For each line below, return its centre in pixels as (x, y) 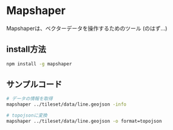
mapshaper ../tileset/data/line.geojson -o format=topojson (84, 121)
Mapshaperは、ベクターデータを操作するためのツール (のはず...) (87, 28)
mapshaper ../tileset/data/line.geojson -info (66, 104)
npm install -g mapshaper (39, 64)
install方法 (26, 49)
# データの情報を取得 (30, 99)
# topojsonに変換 (27, 116)
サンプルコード (34, 85)
